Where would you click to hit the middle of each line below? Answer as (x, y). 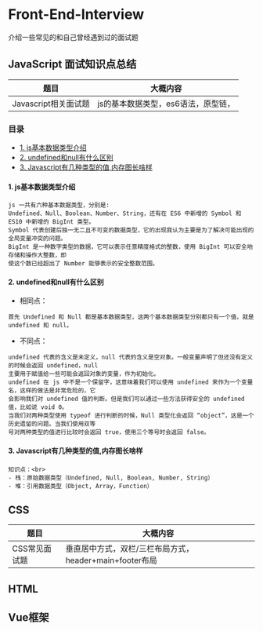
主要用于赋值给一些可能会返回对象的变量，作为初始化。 (84, 374)
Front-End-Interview (76, 15)
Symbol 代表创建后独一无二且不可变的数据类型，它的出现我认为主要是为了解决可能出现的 (131, 230)
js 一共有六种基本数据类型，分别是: (59, 206)
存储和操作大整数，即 (37, 255)
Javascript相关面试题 (51, 104)
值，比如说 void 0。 (38, 407)
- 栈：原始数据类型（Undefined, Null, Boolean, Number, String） (111, 478)
